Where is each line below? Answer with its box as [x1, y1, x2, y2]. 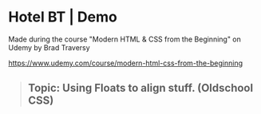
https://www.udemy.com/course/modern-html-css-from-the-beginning [8, 58, 243, 68]
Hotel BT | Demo [8, 8, 117, 26]
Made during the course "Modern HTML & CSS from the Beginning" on [8, 34, 242, 44]
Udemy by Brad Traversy [8, 42, 90, 52]
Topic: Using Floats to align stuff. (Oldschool [27, 81, 254, 95]
